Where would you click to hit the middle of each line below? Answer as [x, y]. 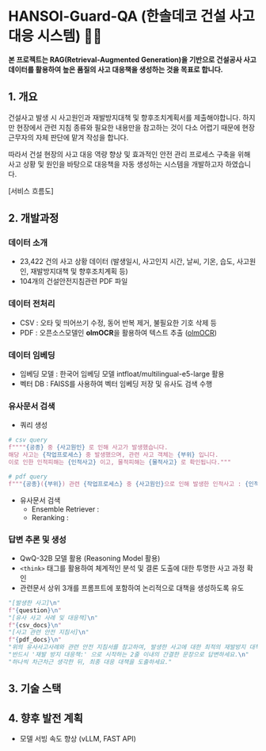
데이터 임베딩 [32, 355]
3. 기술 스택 [35, 689]
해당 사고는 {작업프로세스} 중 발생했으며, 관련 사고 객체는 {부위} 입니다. [114, 455]
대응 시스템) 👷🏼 [55, 36]
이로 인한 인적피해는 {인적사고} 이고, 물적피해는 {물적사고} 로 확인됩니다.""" [120, 462]
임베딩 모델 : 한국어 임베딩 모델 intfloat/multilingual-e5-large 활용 [122, 374]
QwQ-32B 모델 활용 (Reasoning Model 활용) [90, 558]
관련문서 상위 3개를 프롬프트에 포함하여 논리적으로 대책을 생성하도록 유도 [132, 588]
